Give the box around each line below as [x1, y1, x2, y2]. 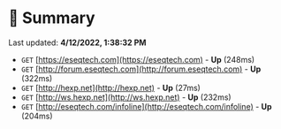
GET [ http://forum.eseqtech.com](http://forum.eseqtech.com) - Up [20, 64, 262, 74]
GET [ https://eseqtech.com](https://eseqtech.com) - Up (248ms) [20, 54, 255, 64]
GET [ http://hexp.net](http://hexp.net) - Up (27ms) [20, 82, 201, 93]
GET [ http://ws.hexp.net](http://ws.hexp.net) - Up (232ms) [20, 92, 232, 102]
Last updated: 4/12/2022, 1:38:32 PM [8, 37, 147, 48]
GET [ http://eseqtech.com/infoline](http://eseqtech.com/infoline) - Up [20, 101, 272, 111]
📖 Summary [8, 8, 95, 28]
